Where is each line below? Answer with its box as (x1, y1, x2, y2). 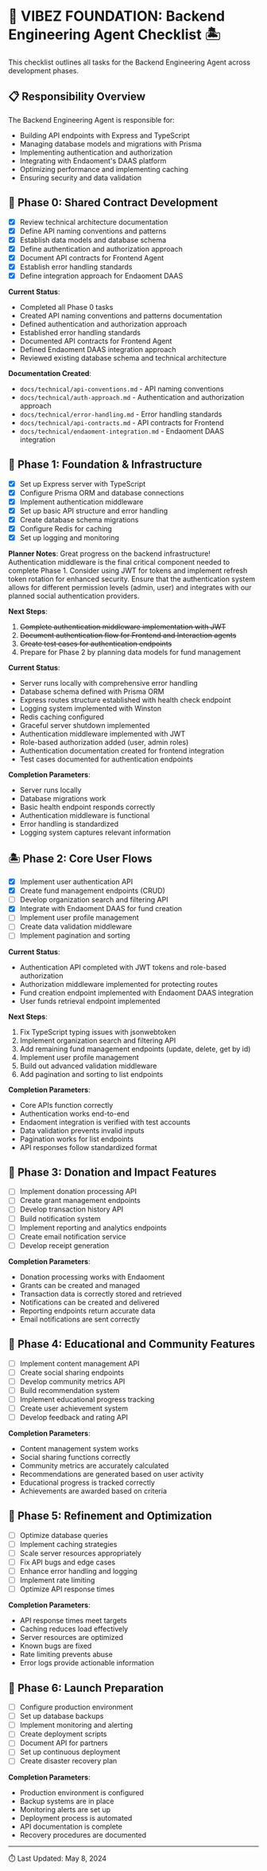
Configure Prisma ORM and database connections (19, 487, 184, 497)
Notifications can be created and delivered (19, 1298, 161, 1307)
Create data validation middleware (19, 922, 133, 931)
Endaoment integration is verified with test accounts (19, 1117, 191, 1126)
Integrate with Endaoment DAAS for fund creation (19, 904, 183, 914)
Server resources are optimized (19, 1633, 124, 1642)
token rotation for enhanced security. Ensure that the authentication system (8, 574, 256, 584)
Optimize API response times (19, 1584, 115, 1594)
